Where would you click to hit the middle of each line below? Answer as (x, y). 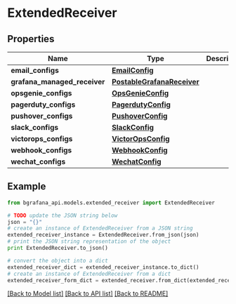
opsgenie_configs (41, 93)
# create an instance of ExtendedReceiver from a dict (89, 274)
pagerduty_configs (43, 105)
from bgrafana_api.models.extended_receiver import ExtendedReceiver (111, 203)
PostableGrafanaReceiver (156, 82)
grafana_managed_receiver (58, 82)
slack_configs (34, 127)
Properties (31, 39)
